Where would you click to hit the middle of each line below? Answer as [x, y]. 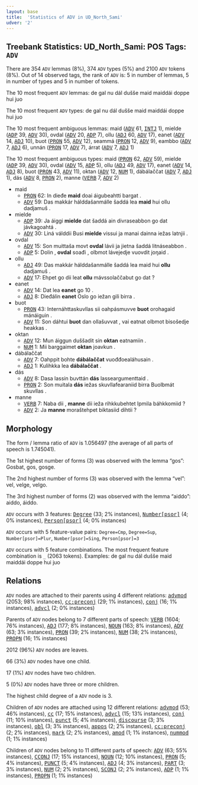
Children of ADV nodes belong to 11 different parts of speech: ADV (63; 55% [97, 750]
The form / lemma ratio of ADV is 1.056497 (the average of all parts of [90, 443]
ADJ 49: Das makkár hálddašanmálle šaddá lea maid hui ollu [97, 265]
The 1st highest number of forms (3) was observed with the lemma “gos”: [95, 461]
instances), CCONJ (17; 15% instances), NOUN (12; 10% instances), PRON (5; [96, 757]
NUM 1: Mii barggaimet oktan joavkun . [69, 347]
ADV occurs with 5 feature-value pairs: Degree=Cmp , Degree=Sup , [82, 532]
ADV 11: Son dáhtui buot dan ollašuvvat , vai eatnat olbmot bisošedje [106, 322]
